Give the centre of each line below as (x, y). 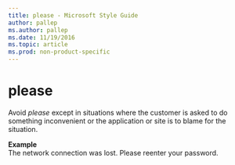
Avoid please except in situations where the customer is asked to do (118, 112)
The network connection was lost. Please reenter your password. (113, 152)
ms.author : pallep (38, 30)
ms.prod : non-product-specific (59, 52)
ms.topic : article (38, 45)
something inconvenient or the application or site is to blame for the (117, 121)
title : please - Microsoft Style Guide (73, 15)
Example (23, 144)
